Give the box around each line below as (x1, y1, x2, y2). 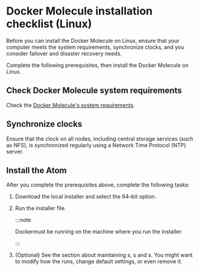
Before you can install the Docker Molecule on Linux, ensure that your (6, 37, 180, 44)
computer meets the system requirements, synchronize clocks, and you (6, 43, 185, 51)
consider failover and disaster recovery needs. (6, 49, 122, 57)
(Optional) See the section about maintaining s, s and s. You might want (14, 252, 193, 259)
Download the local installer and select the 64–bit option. (14, 193, 157, 200)
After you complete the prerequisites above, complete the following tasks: (6, 181, 190, 188)
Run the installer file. (14, 205, 66, 212)
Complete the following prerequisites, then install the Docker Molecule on (6, 62, 189, 69)
